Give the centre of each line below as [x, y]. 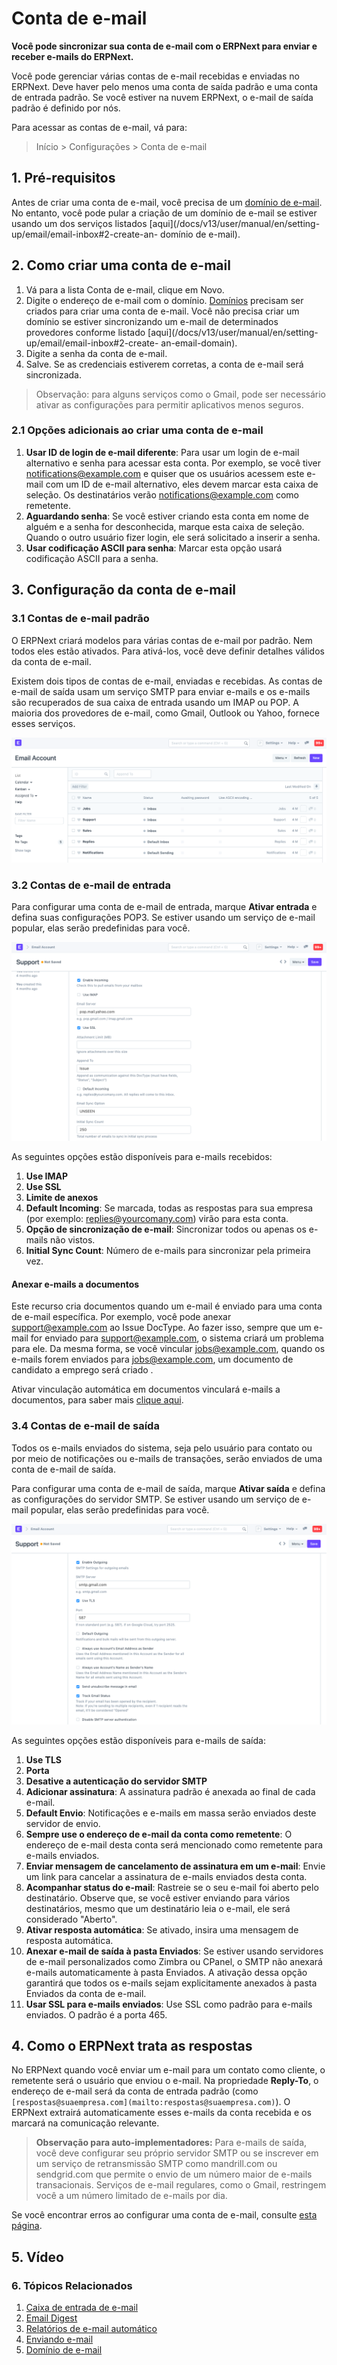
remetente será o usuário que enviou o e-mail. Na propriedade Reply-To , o [165, 2081]
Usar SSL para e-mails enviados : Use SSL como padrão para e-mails [169, 2004]
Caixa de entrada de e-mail [82, 2308]
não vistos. [73, 1240]
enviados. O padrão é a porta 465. [96, 2014]
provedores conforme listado [85, 332]
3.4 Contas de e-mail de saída [85, 1426]
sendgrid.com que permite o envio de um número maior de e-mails [174, 2174]
